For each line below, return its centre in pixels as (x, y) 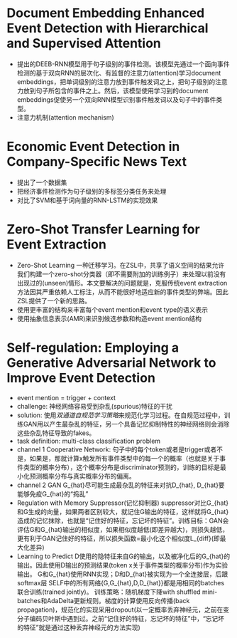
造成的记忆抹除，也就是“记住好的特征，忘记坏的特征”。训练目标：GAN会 (123, 521)
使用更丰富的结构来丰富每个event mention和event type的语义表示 (112, 309)
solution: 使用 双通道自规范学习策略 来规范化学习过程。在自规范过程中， (120, 415)
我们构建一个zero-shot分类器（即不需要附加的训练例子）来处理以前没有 (121, 274)
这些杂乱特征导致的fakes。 (56, 433)
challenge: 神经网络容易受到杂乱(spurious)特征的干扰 (95, 406)
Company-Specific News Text (97, 162)
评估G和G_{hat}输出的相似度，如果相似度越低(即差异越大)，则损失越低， (122, 529)
